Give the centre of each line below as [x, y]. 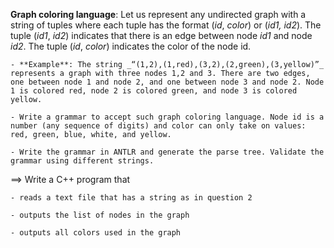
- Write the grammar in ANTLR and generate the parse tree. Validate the [167, 152]
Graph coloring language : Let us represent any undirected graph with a [158, 14]
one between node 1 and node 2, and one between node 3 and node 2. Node [167, 82]
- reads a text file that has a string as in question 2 [131, 198]
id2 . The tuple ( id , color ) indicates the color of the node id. [131, 46]
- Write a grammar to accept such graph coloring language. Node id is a [167, 117]
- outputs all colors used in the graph [96, 233]
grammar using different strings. [82, 161]
